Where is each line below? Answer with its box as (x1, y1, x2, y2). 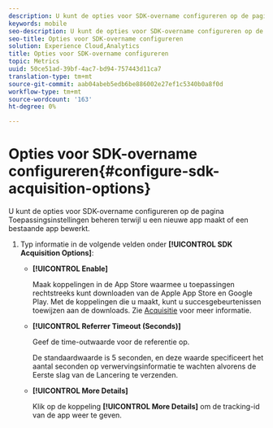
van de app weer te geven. (32, 410, 122, 420)
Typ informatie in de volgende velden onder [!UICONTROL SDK (19, 239, 233, 249)
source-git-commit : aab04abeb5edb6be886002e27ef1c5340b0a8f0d (8, 80, 223, 88)
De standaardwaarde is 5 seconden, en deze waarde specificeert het (32, 353, 264, 363)
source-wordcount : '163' (8, 95, 93, 103)
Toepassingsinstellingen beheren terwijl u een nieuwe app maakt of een (8, 215, 249, 225)
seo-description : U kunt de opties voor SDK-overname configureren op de (8, 27, 264, 35)
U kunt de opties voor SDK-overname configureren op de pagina (8, 207, 225, 216)
